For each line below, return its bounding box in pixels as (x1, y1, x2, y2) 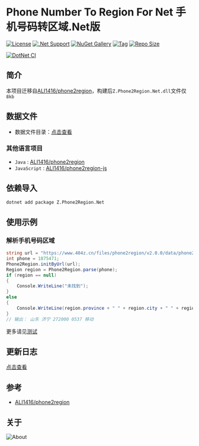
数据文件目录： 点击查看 (14, 128, 72, 135)
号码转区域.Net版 (17, 20, 101, 34)
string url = (6, 250, 38, 256)
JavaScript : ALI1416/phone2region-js (14, 164, 107, 172)
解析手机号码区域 (6, 236, 55, 245)
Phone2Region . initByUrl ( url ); (6, 261, 81, 267)
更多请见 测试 (6, 328, 37, 335)
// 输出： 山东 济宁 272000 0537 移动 (6, 316, 94, 322)
